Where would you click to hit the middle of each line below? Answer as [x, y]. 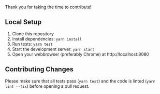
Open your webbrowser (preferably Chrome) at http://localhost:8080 [80, 54]
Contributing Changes [39, 69]
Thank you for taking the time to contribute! [48, 7]
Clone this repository [33, 34]
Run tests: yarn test [32, 44]
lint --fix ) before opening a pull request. [47, 86]
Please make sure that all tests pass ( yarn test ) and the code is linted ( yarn [80, 81]
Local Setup [23, 22]
